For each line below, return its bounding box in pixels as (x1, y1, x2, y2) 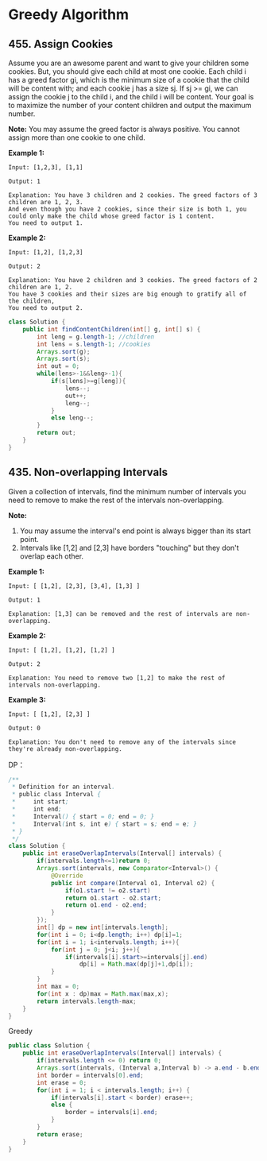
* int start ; (11, 798, 69, 806)
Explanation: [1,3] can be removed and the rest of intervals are (8, 610, 233, 617)
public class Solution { (8, 1042, 91, 1050)
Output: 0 (8, 724, 41, 732)
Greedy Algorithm (8, 6, 130, 24)
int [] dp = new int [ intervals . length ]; (37, 923, 169, 931)
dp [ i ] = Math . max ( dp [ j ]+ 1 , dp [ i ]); (79, 960, 194, 969)
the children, (8, 297, 56, 305)
